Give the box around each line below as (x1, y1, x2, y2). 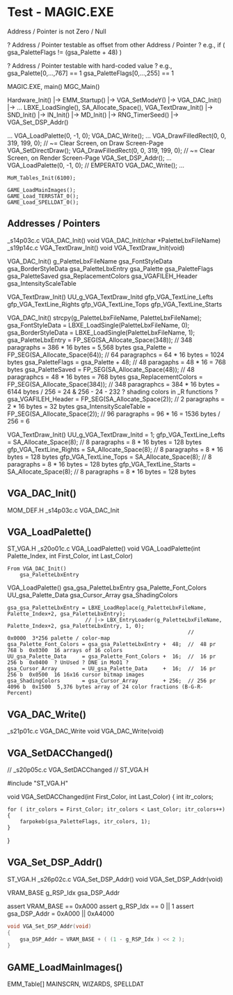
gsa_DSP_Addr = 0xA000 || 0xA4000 (7, 909, 115, 918)
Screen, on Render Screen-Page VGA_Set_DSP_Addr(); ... (7, 154, 172, 162)
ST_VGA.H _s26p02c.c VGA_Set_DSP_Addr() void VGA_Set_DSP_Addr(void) (7, 875, 223, 883)
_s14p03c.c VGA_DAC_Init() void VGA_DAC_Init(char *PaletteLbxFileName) (7, 236, 221, 244)
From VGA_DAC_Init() (7, 565, 67, 572)
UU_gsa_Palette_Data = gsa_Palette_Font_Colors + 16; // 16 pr (7, 653, 216, 661)
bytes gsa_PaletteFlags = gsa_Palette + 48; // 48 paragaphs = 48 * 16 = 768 (7, 357, 226, 366)
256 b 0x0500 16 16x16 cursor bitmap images (7, 672, 145, 679)
